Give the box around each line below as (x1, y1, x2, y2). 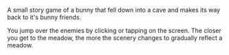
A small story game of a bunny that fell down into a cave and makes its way (7, 6, 221, 14)
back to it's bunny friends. (7, 13, 81, 21)
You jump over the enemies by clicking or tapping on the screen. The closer (7, 27, 222, 34)
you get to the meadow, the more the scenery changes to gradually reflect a (7, 34, 223, 42)
